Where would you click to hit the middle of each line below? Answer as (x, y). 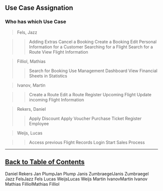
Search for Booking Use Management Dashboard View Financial (93, 71)
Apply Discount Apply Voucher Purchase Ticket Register (85, 118)
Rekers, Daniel (31, 109)
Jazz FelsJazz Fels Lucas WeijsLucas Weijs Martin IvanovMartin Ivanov (76, 179)
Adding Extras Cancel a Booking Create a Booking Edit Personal (93, 42)
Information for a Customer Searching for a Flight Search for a (91, 47)
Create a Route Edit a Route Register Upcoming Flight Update (90, 94)
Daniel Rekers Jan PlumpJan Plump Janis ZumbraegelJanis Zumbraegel (77, 174)
